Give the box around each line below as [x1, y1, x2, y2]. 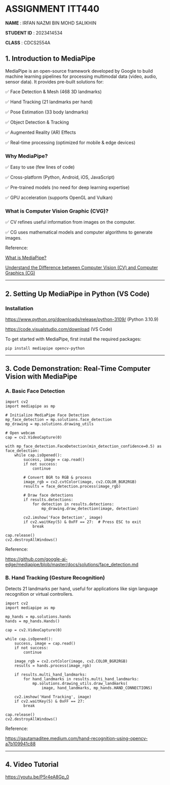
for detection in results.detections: [32, 502, 114, 507]
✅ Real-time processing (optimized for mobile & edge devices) [5, 139, 136, 146]
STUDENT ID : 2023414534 [5, 30, 63, 36]
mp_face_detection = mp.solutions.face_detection [5, 417, 112, 422]
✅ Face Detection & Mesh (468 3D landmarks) [5, 89, 102, 95]
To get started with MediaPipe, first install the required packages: [5, 336, 142, 342]
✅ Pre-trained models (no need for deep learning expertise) [5, 184, 130, 191]
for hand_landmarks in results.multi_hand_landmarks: [23, 677, 139, 682]
